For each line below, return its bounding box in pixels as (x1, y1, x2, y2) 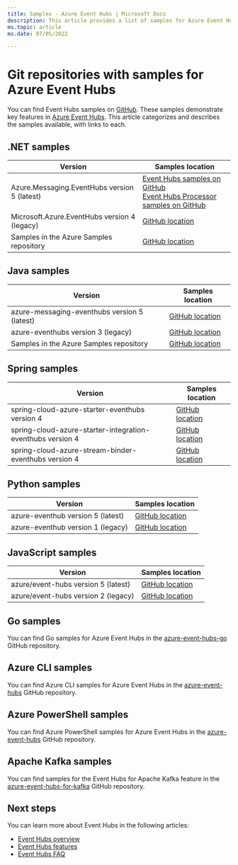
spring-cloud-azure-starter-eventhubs (11, 404, 145, 414)
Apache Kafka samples (7, 755, 112, 768)
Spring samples (7, 362, 78, 375)
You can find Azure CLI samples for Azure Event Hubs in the (7, 680, 183, 689)
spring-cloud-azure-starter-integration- (11, 425, 150, 435)
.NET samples (7, 141, 71, 153)
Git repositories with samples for (7, 67, 204, 83)
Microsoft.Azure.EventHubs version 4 (11, 212, 136, 222)
